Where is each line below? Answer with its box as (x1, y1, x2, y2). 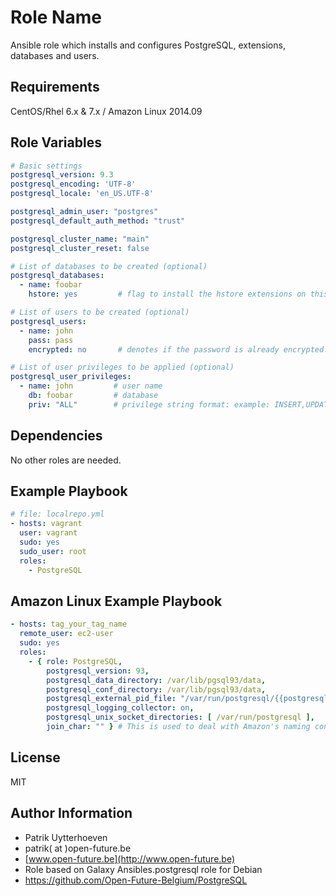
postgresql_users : (10, 316, 87, 326)
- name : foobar (19, 280, 83, 290)
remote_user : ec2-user (19, 629, 114, 639)
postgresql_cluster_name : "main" (10, 234, 150, 244)
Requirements (10, 79, 100, 96)
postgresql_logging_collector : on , (46, 703, 195, 713)
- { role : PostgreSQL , (28, 656, 123, 666)
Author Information (10, 805, 133, 822)
